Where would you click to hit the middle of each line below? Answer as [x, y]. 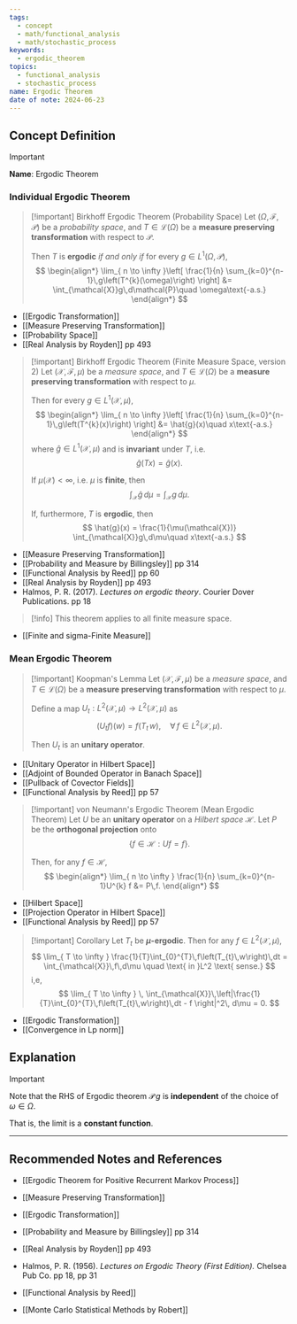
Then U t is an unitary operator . [88, 746]
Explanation [43, 1058]
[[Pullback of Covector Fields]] [78, 783]
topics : [23, 67]
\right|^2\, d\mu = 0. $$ [237, 1003]
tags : [19, 17]
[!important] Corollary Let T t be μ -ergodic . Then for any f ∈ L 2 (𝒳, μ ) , [156, 941]
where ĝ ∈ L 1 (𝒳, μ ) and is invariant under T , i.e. [118, 448]
